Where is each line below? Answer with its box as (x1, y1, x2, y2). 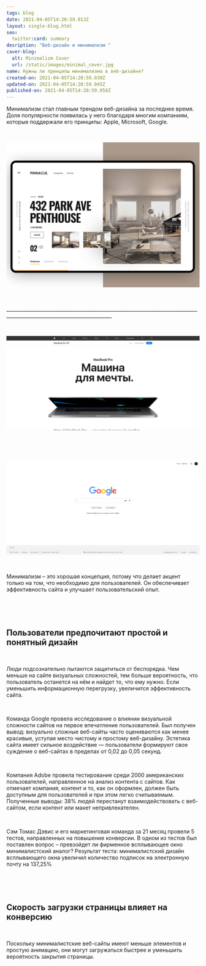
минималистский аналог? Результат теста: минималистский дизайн (6, 848, 185, 855)
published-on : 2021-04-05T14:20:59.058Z (6, 88, 112, 94)
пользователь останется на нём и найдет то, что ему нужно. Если (6, 678, 180, 686)
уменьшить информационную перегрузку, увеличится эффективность (6, 685, 191, 692)
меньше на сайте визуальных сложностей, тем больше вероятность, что (6, 672, 198, 679)
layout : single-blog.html (6, 23, 72, 29)
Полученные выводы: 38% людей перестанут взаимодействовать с (6, 798, 185, 805)
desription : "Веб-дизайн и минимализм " (6, 42, 112, 48)
